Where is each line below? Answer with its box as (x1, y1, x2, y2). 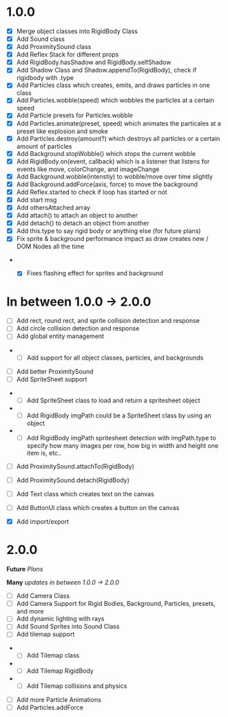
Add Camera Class (16, 591, 70, 600)
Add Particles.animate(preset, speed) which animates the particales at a (16, 119, 221, 128)
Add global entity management (16, 332, 105, 340)
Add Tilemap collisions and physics (26, 681, 127, 690)
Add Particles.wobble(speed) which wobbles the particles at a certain (16, 96, 214, 104)
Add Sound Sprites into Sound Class (16, 622, 120, 631)
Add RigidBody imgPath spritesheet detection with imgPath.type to (26, 433, 216, 442)
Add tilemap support (16, 630, 75, 638)
